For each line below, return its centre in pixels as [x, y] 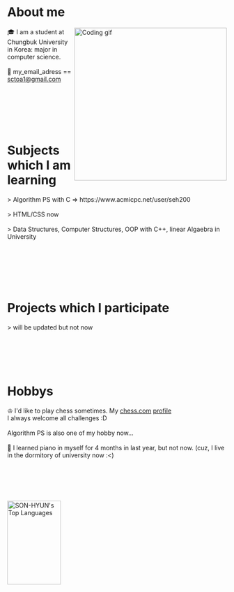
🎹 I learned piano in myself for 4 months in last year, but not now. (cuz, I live [116, 447]
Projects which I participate [88, 308]
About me [36, 12]
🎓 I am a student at [36, 31]
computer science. [34, 57]
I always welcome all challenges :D [57, 418]
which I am [39, 165]
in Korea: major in [32, 49]
